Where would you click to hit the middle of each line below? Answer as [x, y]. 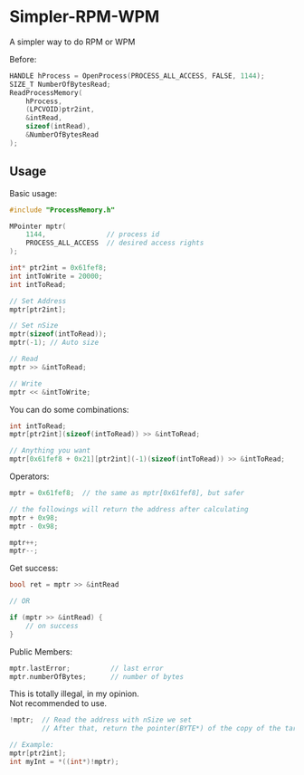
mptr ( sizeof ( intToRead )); [58, 334]
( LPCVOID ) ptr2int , [60, 110]
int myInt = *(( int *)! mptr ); [64, 761]
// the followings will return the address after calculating [129, 509]
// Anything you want [50, 451]
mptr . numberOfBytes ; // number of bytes [96, 676]
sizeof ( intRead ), [58, 127]
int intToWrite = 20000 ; [56, 276]
